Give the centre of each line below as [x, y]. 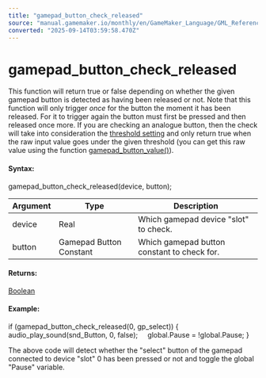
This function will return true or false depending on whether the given [122, 91]
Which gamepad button [182, 242]
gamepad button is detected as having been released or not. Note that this [129, 100]
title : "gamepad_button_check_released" [76, 15]
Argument [32, 205]
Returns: [23, 273]
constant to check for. [179, 252]
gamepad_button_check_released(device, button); [90, 186]
